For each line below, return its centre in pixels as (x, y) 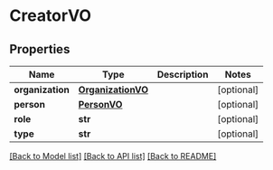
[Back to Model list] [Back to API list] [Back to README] (113, 156)
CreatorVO (51, 16)
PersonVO (100, 104)
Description (183, 75)
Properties (40, 49)
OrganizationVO (113, 90)
